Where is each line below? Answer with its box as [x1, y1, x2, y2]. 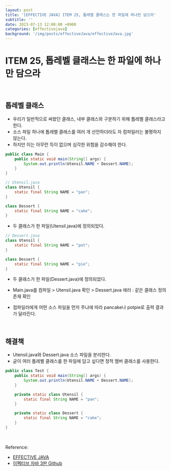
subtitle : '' [5, 17, 33, 22]
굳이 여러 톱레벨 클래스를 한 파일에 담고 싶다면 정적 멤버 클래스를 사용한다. [12, 358, 160, 364]
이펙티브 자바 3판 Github [12, 460, 62, 466]
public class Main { [5, 152, 50, 157]
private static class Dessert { [14, 411, 83, 416]
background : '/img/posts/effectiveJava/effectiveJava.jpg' [5, 31, 134, 36]
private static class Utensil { [14, 392, 83, 397]
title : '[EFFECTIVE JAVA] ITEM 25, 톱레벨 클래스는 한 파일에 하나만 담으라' [5, 12, 157, 17]
